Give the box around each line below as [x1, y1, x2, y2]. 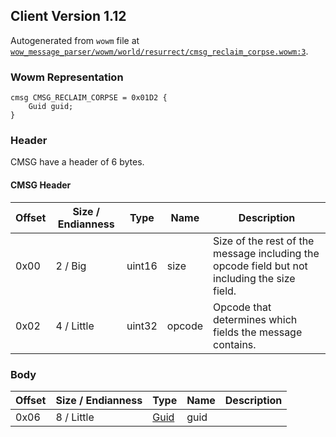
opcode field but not [213, 259, 308, 273]
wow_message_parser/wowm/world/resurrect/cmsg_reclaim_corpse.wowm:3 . [10, 45, 309, 57]
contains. [213, 337, 257, 351]
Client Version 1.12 [10, 8, 127, 25]
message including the [213, 246, 320, 260]
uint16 [126, 259, 158, 273]
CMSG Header [10, 179, 72, 191]
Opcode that [213, 300, 272, 314]
